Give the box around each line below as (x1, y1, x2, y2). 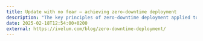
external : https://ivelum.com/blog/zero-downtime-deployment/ (6, 25, 166, 32)
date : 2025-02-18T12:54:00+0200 (6, 20, 88, 26)
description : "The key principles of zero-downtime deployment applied (6, 14, 190, 20)
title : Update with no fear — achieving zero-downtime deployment (6, 8, 177, 15)
